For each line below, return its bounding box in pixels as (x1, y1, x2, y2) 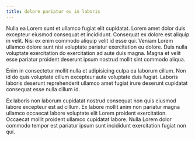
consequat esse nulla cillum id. (6, 85, 81, 92)
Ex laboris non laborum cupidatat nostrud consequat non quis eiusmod (6, 97, 176, 104)
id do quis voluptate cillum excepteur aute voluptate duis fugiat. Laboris (6, 73, 178, 80)
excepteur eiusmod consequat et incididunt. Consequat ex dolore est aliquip (6, 30, 190, 38)
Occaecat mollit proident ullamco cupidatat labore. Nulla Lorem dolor (6, 115, 172, 123)
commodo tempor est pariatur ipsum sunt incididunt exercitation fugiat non (6, 122, 187, 129)
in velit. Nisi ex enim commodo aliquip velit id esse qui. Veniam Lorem (6, 37, 173, 44)
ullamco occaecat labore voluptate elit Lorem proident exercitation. (6, 109, 168, 116)
